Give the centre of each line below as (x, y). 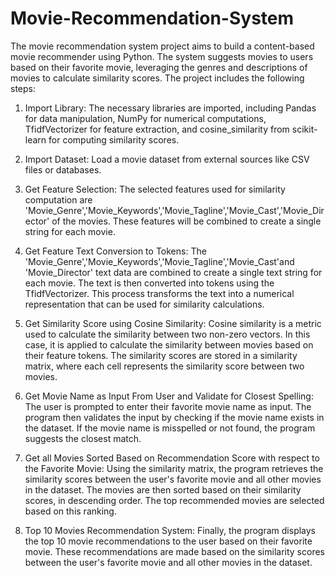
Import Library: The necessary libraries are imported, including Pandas (170, 108)
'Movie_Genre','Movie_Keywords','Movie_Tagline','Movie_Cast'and (159, 261)
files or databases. (63, 169)
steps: (23, 88)
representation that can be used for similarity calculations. (144, 304)
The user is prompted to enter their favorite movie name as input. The (168, 406)
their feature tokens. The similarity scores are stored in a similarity (161, 355)
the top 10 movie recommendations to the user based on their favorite (168, 541)
